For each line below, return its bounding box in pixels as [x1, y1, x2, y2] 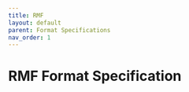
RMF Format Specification [8, 68, 182, 85]
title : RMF [8, 11, 44, 20]
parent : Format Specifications [8, 26, 111, 34]
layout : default [8, 19, 61, 27]
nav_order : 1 [8, 33, 51, 42]
